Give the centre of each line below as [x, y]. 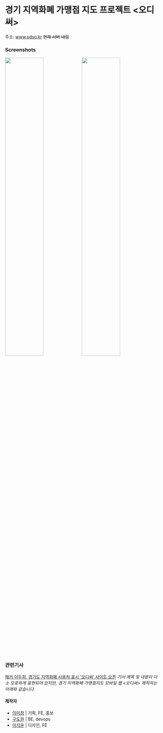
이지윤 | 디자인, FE [30, 725]
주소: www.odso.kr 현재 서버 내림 [37, 37]
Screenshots [20, 49]
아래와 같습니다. [20, 689]
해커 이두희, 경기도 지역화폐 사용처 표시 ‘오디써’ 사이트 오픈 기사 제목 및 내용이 [79, 677]
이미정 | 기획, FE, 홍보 [33, 713]
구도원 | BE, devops [31, 719]
